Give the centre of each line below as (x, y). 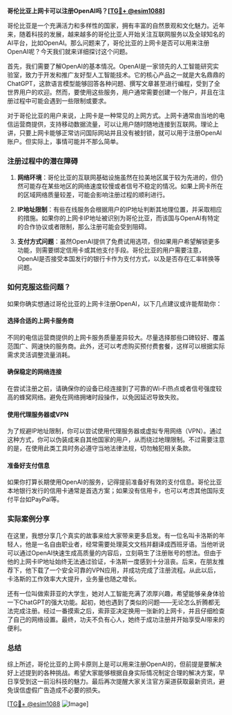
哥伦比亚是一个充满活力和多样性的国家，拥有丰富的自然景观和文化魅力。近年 (116, 26)
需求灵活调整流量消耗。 (40, 354)
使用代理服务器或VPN (38, 414)
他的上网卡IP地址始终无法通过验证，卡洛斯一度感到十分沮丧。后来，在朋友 (113, 561)
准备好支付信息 (28, 465)
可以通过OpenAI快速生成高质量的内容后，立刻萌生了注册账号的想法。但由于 (115, 552)
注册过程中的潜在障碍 (42, 161)
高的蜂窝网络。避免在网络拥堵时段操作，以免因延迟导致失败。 (95, 397)
